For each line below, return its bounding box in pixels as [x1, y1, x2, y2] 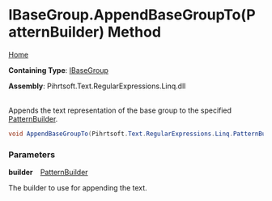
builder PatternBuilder [8, 168, 88, 177]
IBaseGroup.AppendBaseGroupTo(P [8, 6, 257, 24]
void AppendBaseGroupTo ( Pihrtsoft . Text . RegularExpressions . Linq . [8, 130, 233, 138]
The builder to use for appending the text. [8, 183, 147, 193]
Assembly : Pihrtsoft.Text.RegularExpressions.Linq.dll [8, 81, 186, 91]
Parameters [8, 148, 55, 160]
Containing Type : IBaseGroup [8, 65, 109, 75]
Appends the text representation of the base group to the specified [8, 105, 232, 115]
